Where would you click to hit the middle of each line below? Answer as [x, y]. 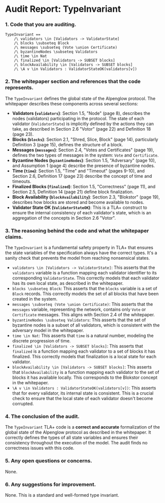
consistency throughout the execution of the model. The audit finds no [76, 443]
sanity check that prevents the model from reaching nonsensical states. [78, 258]
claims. [14, 236]
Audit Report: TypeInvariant [63, 9]
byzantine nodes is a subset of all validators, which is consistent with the [86, 325]
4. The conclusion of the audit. [42, 416]
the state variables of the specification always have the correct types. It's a [81, 253]
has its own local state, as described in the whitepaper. [68, 283]
